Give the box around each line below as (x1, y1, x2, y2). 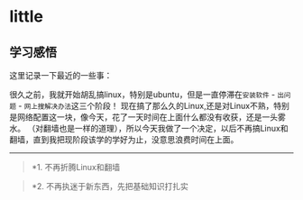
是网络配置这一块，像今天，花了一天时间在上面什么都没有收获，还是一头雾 (9, 112, 286, 123)
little (9, 6, 43, 27)
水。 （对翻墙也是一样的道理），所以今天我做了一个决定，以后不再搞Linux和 (9, 123, 289, 133)
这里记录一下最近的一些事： (9, 70, 113, 80)
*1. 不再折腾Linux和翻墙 (31, 162, 120, 172)
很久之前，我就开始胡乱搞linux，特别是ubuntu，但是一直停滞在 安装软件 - (9, 89, 276, 100)
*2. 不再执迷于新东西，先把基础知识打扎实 (31, 181, 189, 191)
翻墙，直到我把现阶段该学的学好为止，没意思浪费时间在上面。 (9, 134, 239, 145)
